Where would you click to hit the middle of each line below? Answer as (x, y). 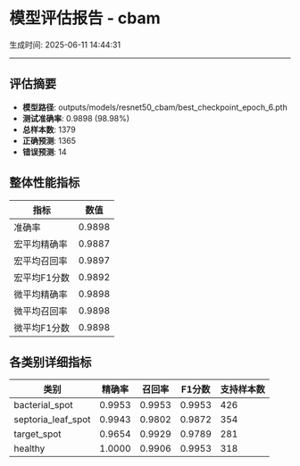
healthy (29, 449)
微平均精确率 (41, 294)
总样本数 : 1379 (49, 129)
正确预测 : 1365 (49, 140)
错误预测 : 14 (44, 152)
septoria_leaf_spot (52, 420)
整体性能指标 (45, 183)
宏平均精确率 (41, 244)
